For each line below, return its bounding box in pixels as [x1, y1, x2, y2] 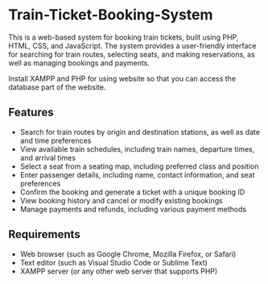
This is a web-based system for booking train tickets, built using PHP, [8, 32, 239, 42]
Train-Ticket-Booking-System [8, 6, 213, 24]
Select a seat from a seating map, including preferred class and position [19, 161, 259, 171]
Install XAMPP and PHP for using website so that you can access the [8, 73, 236, 83]
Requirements [8, 228, 80, 241]
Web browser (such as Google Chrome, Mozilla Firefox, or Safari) [19, 248, 237, 259]
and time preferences [19, 136, 92, 145]
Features [8, 106, 54, 119]
